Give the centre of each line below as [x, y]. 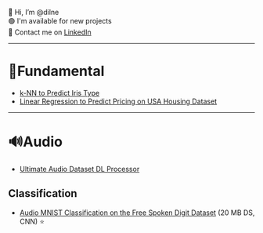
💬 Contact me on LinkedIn [50, 32]
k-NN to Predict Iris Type [59, 93]
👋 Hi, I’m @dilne [34, 12]
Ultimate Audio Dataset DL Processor [79, 169]
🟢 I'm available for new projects [60, 21]
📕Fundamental [56, 71]
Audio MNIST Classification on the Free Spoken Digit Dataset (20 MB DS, [137, 213]
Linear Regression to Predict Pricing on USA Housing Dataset [118, 101]
